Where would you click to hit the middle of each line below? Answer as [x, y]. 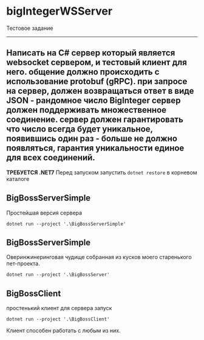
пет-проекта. [23, 264]
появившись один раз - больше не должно [92, 139]
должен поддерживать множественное [87, 110]
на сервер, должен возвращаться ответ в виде [100, 91]
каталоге [18, 179]
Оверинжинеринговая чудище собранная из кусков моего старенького [99, 257]
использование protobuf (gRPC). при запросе [97, 81]
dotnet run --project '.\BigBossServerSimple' [66, 224]
